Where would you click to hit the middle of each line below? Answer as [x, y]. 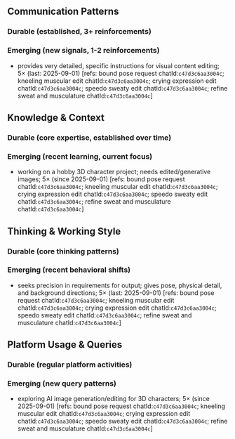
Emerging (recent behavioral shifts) [69, 270]
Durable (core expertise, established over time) [89, 138]
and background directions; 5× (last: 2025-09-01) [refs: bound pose [116, 293]
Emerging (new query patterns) [62, 384]
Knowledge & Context [56, 118]
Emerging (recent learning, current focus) [80, 156]
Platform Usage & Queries [65, 345]
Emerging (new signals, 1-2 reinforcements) [83, 51]
